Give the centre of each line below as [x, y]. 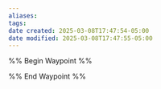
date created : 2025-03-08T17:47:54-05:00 [79, 30]
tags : [17, 23]
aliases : [23, 16]
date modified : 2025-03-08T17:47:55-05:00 [80, 38]
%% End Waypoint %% [47, 76]
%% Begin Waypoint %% [50, 61]
